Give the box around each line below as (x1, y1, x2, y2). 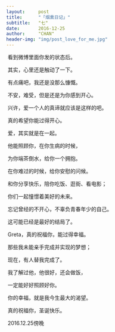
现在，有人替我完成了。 (7, 256, 66, 263)
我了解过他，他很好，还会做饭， (7, 269, 86, 276)
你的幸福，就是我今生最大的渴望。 (7, 294, 91, 301)
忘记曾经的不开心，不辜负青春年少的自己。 (7, 206, 112, 212)
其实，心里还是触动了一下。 (7, 66, 76, 73)
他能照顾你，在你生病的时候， (7, 142, 81, 149)
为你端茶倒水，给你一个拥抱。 (7, 155, 81, 162)
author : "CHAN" (6, 31, 55, 37)
